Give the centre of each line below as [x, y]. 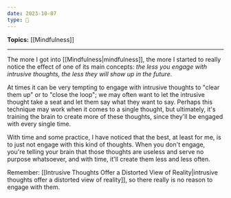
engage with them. [34, 187]
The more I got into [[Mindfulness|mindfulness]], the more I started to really [114, 59]
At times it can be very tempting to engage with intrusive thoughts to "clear [113, 87]
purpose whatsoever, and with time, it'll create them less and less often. [109, 159]
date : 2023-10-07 [32, 13]
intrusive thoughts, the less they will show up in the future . [90, 74]
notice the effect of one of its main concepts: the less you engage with [107, 67]
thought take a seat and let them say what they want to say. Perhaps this [110, 102]
